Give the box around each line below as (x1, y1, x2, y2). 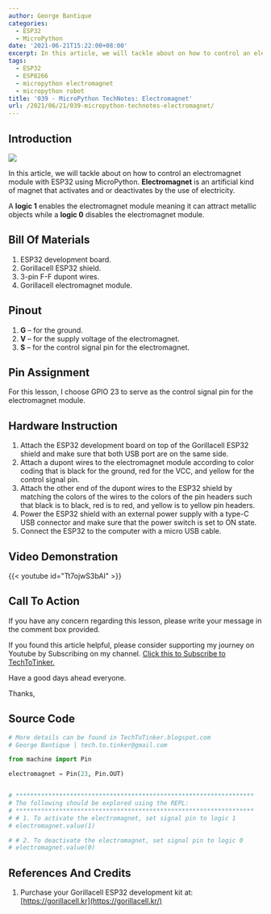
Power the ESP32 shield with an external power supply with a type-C (19, 509, 249, 519)
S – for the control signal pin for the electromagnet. (19, 342, 190, 352)
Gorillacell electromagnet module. (19, 280, 133, 290)
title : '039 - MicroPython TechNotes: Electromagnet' (8, 94, 194, 103)
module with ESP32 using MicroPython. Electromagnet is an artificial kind (8, 177, 254, 187)
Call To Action (8, 594, 81, 608)
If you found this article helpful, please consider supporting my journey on (8, 639, 255, 650)
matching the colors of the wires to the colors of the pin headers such (19, 492, 252, 501)
